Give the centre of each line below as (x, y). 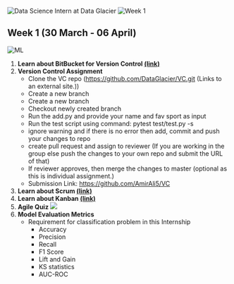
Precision (52, 237)
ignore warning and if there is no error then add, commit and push (124, 131)
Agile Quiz (33, 206)
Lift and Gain (57, 259)
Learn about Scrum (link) (55, 191)
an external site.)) (54, 86)
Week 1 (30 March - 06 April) (72, 33)
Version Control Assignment (60, 71)
